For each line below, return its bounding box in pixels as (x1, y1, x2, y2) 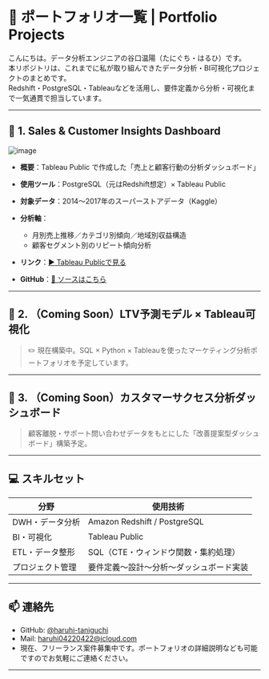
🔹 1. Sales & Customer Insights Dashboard (8, 124, 222, 138)
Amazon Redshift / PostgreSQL (87, 516, 204, 528)
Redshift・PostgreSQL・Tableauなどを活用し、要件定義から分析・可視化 (8, 82, 248, 93)
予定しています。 (77, 358, 133, 368)
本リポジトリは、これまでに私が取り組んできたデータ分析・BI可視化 (8, 62, 232, 73)
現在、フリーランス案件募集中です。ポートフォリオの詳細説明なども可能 (19, 643, 259, 653)
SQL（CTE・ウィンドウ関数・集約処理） (87, 547, 240, 558)
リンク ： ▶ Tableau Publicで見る (19, 257, 126, 267)
